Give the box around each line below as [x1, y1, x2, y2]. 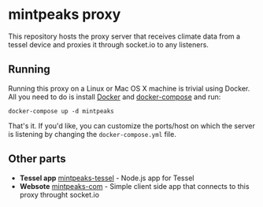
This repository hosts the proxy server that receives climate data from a [8, 31, 241, 41]
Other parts [8, 152, 66, 166]
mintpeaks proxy [8, 6, 121, 24]
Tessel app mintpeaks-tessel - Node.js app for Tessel [19, 173, 194, 183]
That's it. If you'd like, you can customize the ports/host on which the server [8, 120, 256, 131]
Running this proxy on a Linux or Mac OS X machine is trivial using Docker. [8, 83, 250, 93]
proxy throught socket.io [19, 190, 100, 199]
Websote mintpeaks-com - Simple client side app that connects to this [19, 181, 250, 190]
